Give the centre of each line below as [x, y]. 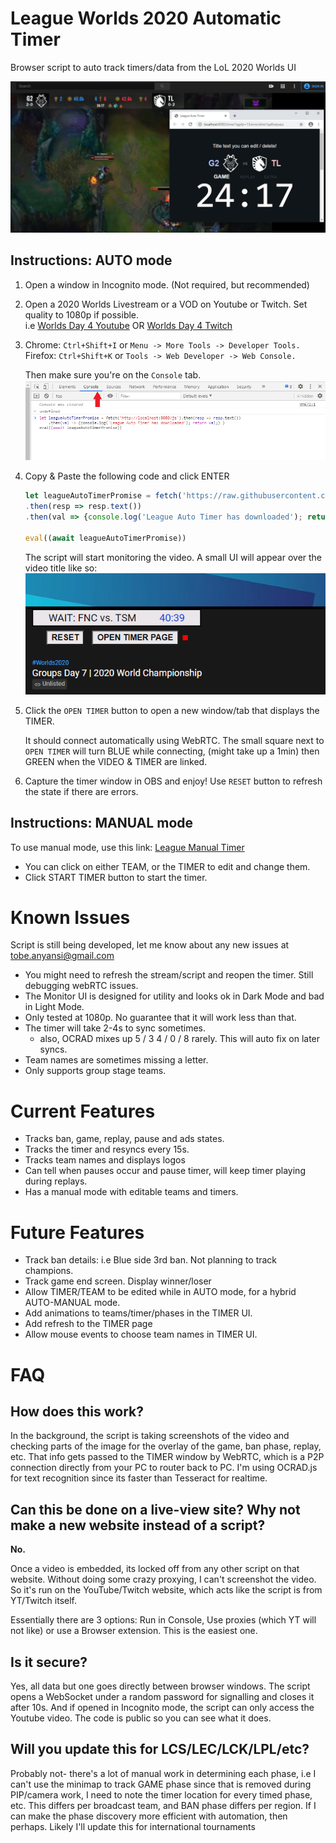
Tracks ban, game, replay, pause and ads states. [124, 1139]
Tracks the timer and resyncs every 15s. [107, 1149]
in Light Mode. [54, 1007]
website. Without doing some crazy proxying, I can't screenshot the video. [163, 1579]
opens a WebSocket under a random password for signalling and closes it [162, 1696]
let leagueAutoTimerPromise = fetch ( [103, 496]
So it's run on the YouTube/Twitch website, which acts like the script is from [166, 1590]
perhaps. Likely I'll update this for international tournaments [133, 1826]
